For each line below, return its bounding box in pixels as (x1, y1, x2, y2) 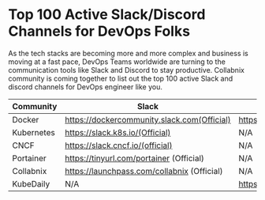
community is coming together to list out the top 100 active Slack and (8, 74, 233, 83)
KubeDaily (12, 178, 50, 189)
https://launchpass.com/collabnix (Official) (64, 165, 223, 176)
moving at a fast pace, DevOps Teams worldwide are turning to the (8, 57, 226, 66)
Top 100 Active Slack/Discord (8, 6, 206, 24)
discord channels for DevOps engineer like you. (8, 81, 163, 92)
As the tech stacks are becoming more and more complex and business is (8, 48, 248, 58)
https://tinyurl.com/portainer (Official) (64, 153, 205, 164)
